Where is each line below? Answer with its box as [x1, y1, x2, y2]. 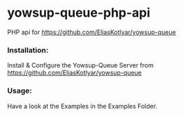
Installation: [7, 45, 49, 55]
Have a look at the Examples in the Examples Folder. [7, 102, 158, 110]
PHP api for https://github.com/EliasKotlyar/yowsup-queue [7, 28, 176, 36]
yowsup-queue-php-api [7, 5, 151, 21]
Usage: [7, 86, 33, 95]
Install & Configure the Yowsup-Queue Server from [7, 61, 154, 70]
